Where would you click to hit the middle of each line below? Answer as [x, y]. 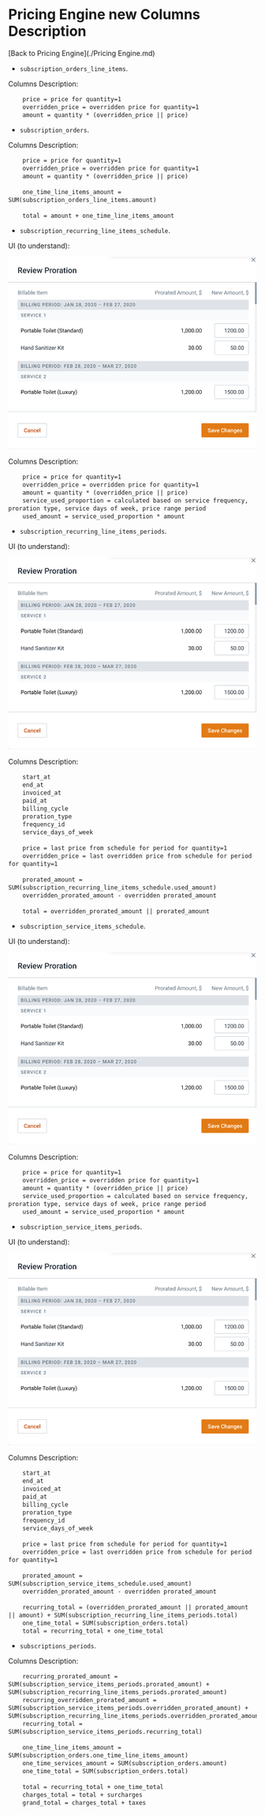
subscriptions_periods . [58, 1645]
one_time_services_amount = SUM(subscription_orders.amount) [125, 1763]
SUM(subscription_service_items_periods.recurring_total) [105, 1731]
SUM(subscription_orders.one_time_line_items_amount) [99, 1755]
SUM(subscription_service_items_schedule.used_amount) [100, 1584]
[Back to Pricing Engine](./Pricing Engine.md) [82, 53]
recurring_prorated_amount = [70, 1676]
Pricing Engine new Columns [105, 15]
